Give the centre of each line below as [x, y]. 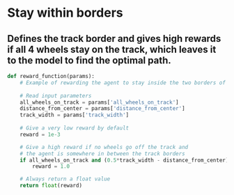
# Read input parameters [56, 95]
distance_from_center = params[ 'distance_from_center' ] [103, 109]
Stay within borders [65, 13]
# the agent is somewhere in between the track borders [103, 154]
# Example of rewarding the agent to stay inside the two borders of [123, 83]
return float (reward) [51, 186]
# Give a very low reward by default [75, 128]
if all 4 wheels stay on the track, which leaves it [112, 49]
